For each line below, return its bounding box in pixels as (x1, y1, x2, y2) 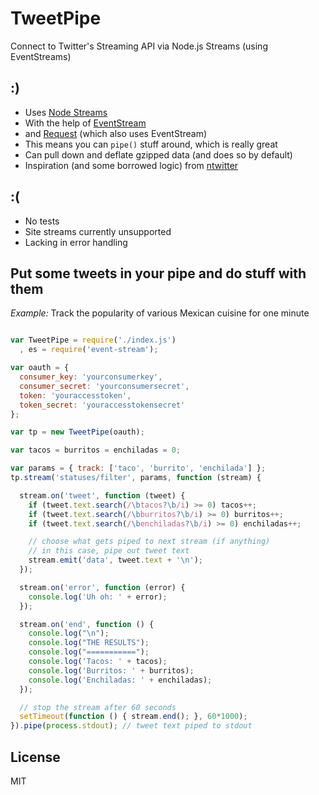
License (10, 748, 61, 766)
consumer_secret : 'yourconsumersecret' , (19, 381, 190, 391)
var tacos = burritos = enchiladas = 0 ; (10, 445, 182, 456)
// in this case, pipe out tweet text (28, 546, 190, 556)
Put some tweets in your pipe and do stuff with (10, 265, 307, 282)
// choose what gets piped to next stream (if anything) (28, 537, 271, 547)
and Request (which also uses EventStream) (24, 127, 208, 139)
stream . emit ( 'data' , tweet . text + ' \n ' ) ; (28, 555, 203, 566)
